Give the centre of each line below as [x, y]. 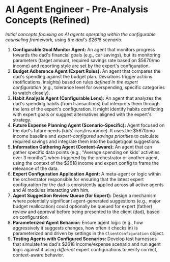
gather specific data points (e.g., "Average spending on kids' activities [86, 152]
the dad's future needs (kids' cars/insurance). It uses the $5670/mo [84, 130]
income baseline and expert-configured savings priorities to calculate [86, 136]
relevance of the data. [36, 168]
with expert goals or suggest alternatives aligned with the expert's [82, 114]
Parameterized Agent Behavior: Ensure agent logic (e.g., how [78, 222]
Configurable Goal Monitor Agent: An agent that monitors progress [84, 49]
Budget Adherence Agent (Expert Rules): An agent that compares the [87, 71]
